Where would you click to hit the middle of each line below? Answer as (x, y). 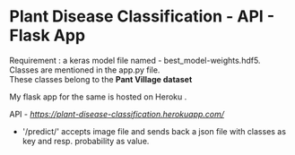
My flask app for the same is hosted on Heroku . (98, 97)
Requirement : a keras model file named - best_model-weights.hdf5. (135, 60)
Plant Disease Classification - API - (142, 17)
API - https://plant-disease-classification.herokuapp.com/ (117, 114)
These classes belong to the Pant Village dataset (101, 79)
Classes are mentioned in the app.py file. (85, 70)
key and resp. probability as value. (86, 141)
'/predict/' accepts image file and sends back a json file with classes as (154, 131)
